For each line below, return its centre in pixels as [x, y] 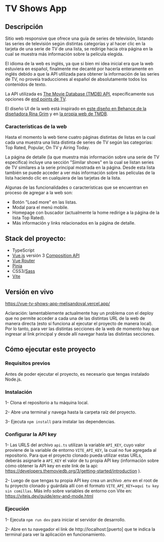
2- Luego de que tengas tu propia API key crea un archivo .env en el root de [82, 481]
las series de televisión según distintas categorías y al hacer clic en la [75, 44]
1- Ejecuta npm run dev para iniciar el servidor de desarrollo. [65, 519]
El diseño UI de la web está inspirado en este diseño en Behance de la [76, 109]
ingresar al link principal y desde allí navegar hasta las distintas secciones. [80, 334]
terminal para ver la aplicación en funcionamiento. [56, 534]
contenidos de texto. [26, 84]
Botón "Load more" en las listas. [45, 202]
